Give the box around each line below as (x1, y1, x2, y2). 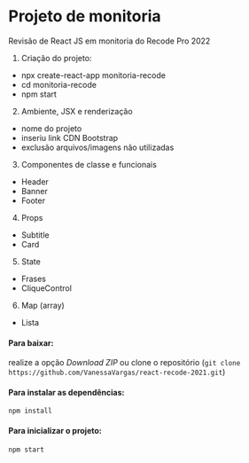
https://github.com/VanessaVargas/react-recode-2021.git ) (8, 366, 226, 378)
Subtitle (20, 229, 50, 240)
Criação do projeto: (20, 52, 92, 63)
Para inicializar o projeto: (8, 425, 103, 436)
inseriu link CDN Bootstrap (20, 132, 119, 143)
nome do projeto (20, 122, 82, 134)
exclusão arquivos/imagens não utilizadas (20, 142, 175, 153)
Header (20, 176, 50, 187)
